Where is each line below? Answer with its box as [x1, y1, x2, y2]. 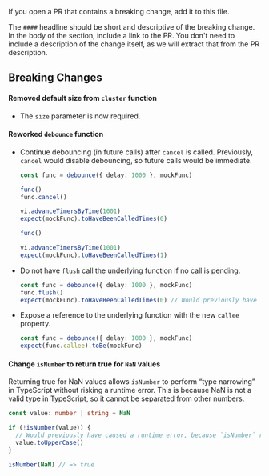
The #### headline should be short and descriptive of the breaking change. [8, 22, 255, 31]
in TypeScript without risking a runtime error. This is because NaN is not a [8, 386, 252, 395]
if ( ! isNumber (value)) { [8, 424, 91, 432]
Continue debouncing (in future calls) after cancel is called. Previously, [19, 147, 254, 157]
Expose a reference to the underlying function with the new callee [19, 310, 240, 320]
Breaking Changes [8, 71, 102, 85]
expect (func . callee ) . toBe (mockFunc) [19, 342, 143, 350]
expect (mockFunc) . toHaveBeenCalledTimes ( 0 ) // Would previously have [19, 296, 258, 304]
